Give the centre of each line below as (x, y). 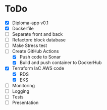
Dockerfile (23, 29)
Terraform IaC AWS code (38, 68)
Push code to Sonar (40, 57)
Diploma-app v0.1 (30, 23)
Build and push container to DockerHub (61, 63)
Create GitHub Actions (35, 51)
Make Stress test (30, 45)
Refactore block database (39, 40)
